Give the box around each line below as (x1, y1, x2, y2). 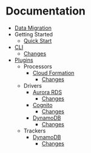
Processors (23, 62, 52, 70)
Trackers (23, 127, 46, 134)
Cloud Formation (32, 69, 75, 76)
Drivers (23, 82, 42, 89)
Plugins (14, 56, 34, 63)
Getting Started (14, 30, 53, 37)
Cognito (32, 101, 53, 108)
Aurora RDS (32, 88, 62, 96)
